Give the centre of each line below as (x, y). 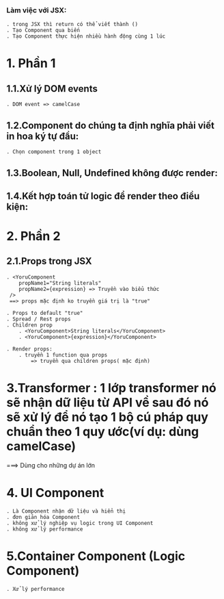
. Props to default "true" (45, 313)
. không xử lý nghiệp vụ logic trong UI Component (80, 523)
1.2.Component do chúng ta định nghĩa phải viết (110, 125)
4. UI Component (55, 493)
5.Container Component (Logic (96, 556)
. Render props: (29, 349)
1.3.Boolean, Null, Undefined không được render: (112, 173)
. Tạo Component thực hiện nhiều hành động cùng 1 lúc (86, 36)
